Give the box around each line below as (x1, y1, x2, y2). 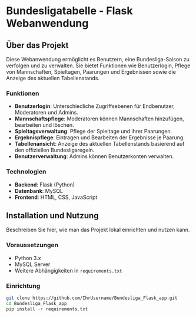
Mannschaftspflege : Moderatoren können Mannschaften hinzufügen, (14, 115, 184, 122)
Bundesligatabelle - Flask (6, 4, 133, 18)
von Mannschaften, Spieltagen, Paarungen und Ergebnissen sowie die (6, 68, 177, 75)
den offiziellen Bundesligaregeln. (14, 146, 95, 154)
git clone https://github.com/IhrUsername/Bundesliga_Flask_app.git (6, 295, 178, 301)
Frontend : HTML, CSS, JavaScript (14, 194, 98, 201)
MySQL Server (14, 261, 51, 268)
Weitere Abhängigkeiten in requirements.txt (14, 267, 122, 274)
